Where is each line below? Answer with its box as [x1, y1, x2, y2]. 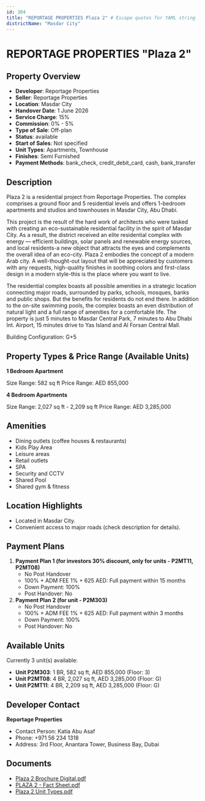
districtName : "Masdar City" [6, 20, 81, 26]
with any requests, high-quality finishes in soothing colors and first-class [6, 264, 190, 271]
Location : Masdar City [15, 101, 72, 108]
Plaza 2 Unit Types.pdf [15, 787, 73, 795]
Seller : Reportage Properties [15, 94, 88, 101]
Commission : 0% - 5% [15, 120, 74, 128]
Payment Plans [6, 541, 65, 552]
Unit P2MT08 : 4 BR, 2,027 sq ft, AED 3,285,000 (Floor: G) [15, 675, 162, 683]
